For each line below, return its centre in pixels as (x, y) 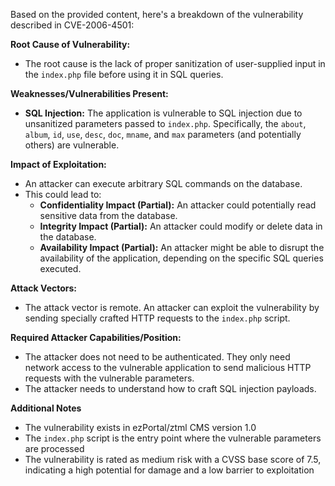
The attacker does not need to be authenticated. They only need (157, 357)
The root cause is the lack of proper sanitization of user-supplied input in (175, 63)
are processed (54, 448)
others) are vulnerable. (72, 145)
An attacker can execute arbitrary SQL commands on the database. (163, 183)
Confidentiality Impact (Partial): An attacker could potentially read (178, 205)
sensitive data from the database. (108, 215)
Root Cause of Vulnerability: (70, 44)
